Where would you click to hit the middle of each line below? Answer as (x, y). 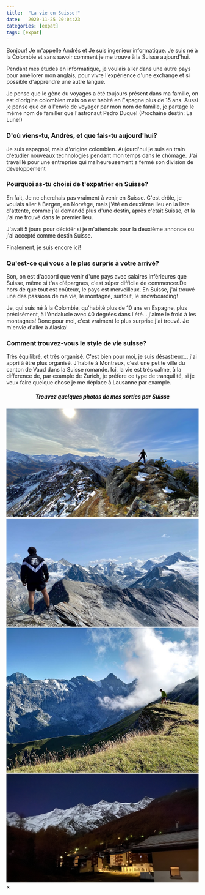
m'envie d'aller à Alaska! (37, 328)
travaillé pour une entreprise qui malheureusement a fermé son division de (100, 162)
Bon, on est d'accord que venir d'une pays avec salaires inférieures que (97, 277)
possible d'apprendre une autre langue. (56, 82)
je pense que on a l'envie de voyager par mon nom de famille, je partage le (100, 107)
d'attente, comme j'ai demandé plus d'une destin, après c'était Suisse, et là (101, 211)
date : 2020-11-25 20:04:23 (43, 19)
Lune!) (14, 120)
